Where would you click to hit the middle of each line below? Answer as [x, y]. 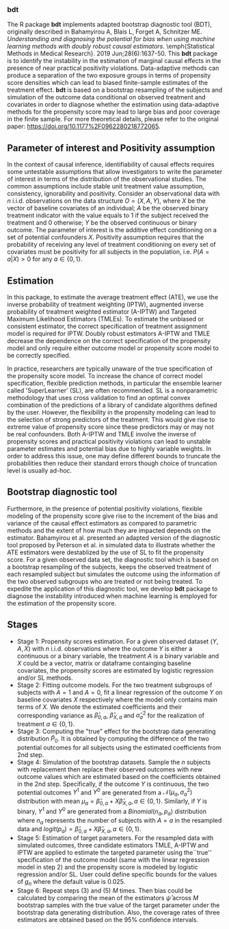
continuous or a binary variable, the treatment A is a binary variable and [118, 656]
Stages [23, 625]
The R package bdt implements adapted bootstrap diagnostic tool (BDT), [109, 25]
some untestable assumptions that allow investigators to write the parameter [115, 172]
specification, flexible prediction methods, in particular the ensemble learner [114, 383]
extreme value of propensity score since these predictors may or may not [110, 427]
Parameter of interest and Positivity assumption [111, 148]
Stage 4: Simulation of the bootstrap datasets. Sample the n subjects [113, 762]
